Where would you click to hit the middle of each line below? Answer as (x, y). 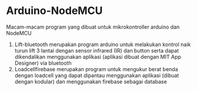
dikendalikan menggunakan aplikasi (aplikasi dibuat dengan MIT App (98, 57)
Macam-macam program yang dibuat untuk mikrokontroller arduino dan (93, 27)
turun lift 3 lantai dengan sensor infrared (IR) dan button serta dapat (97, 50)
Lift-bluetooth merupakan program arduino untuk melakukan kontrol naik (103, 44)
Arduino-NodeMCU (54, 11)
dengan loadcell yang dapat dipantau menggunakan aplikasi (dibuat (97, 75)
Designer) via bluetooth (43, 63)
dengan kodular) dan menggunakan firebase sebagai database (91, 81)
